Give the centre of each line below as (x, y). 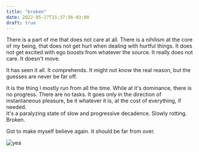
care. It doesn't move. (33, 59)
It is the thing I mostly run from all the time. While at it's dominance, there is (99, 88)
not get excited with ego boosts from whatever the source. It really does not (99, 52)
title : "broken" (26, 12)
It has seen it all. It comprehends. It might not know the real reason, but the (99, 70)
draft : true (21, 23)
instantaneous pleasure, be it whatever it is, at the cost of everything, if (94, 101)
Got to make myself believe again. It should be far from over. (81, 131)
